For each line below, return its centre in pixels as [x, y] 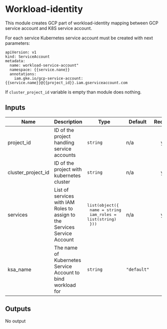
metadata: [15, 61]
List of [61, 190]
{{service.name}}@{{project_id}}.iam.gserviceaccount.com [66, 83]
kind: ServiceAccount [28, 56]
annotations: [23, 74]
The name [66, 247]
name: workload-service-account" [44, 65]
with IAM [64, 202]
